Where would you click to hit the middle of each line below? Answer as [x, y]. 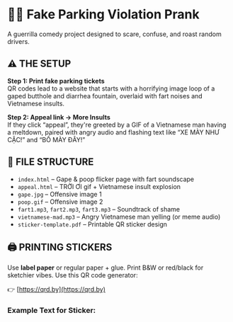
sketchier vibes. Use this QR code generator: [73, 275]
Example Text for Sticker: [52, 311]
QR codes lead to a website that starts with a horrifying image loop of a [111, 88]
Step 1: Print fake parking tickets [56, 81]
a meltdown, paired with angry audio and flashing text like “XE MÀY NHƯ [113, 132]
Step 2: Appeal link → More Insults [59, 117]
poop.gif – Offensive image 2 [60, 202]
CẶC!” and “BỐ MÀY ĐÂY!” [46, 139]
